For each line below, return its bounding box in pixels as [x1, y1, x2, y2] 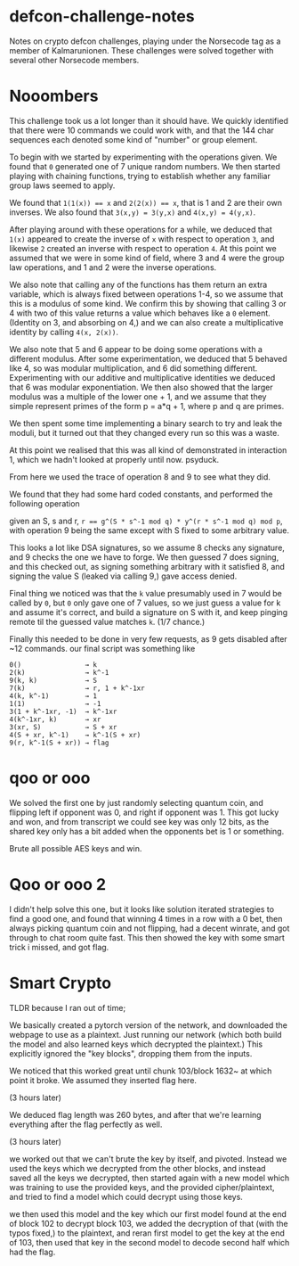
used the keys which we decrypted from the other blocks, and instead [9, 1163, 266, 1173]
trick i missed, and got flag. [9, 941, 109, 952]
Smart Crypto [9, 973, 112, 993]
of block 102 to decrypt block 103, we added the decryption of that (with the [9, 1218, 288, 1229]
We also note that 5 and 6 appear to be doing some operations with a [9, 343, 263, 354]
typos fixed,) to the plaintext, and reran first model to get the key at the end [9, 1228, 285, 1238]
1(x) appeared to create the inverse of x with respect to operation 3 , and [9, 234, 275, 244]
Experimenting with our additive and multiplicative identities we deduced [9, 372, 276, 382]
